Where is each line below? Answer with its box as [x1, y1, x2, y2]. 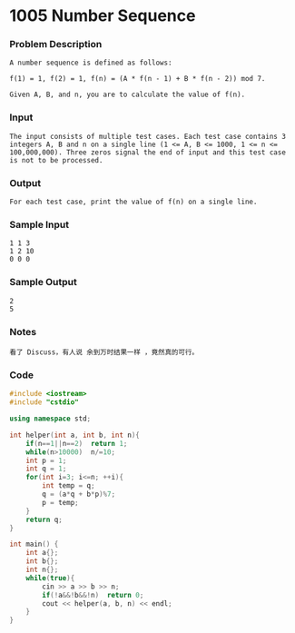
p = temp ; [42, 498, 79, 507]
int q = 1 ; [25, 464, 67, 473]
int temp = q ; [42, 481, 95, 490]
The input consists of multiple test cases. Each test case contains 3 [9, 132, 286, 141]
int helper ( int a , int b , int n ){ [9, 430, 141, 440]
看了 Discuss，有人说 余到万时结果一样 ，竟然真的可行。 [9, 347, 200, 357]
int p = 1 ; [25, 456, 67, 465]
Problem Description [9, 38, 103, 51]
